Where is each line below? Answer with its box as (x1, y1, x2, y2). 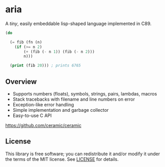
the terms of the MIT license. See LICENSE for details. (5, 156, 119, 162)
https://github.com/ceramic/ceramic (5, 123, 82, 128)
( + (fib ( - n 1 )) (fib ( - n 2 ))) (23, 49, 95, 54)
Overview (5, 77, 37, 86)
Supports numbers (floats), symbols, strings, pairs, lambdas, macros (12, 91, 157, 97)
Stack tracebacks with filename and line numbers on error (12, 96, 135, 102)
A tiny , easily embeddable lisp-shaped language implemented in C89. (5, 20, 152, 27)
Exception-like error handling (12, 102, 74, 108)
